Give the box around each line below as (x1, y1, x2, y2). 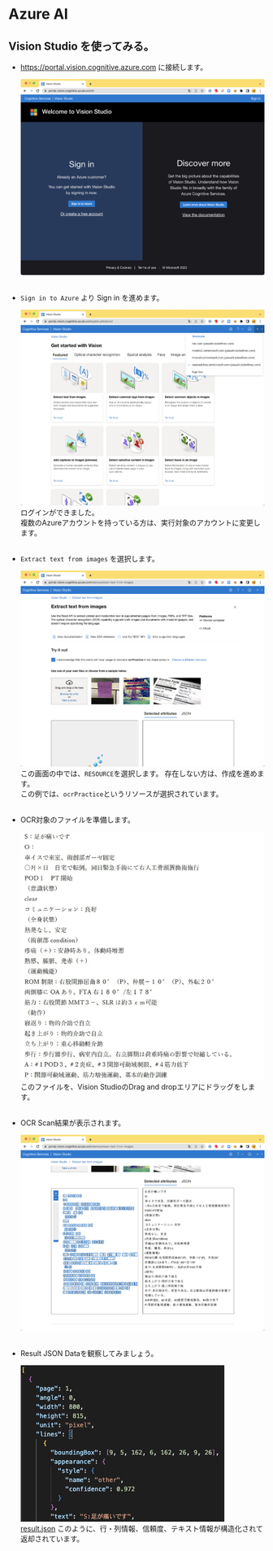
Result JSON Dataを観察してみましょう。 (19, 1348, 158, 1358)
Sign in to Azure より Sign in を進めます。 (19, 292, 164, 302)
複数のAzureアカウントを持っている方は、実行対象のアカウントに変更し (19, 518, 261, 527)
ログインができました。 (19, 507, 99, 517)
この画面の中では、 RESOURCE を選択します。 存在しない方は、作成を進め (19, 769, 258, 778)
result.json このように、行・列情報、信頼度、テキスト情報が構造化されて (19, 1523, 264, 1533)
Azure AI (8, 5, 69, 24)
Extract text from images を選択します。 (19, 553, 160, 563)
